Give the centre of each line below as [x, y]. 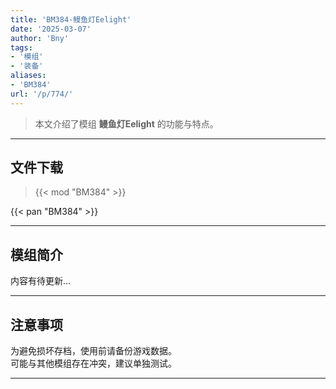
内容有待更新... [41, 281]
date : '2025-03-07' [51, 29]
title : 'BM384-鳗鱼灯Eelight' [71, 19]
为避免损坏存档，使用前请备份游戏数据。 [93, 351]
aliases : [28, 76]
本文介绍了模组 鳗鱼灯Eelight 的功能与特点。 [126, 123]
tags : [21, 47]
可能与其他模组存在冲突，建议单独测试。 [93, 363]
